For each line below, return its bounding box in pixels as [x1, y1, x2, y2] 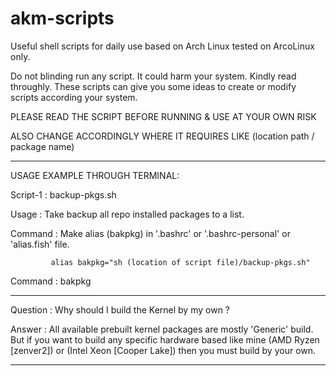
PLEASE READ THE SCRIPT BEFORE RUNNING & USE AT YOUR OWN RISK [10, 110, 317, 122]
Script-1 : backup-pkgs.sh [10, 188, 117, 201]
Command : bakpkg [10, 275, 92, 287]
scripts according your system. [10, 91, 138, 103]
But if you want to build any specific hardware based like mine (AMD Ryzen [10, 333, 320, 346]
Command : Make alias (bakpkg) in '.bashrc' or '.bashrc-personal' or [10, 227, 291, 239]
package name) [10, 140, 75, 152]
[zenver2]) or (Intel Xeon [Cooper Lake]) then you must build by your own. [10, 344, 317, 356]
